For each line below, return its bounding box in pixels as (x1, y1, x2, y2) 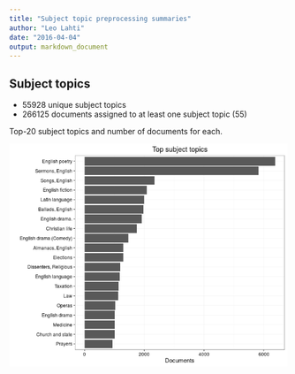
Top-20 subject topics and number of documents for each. (9, 126, 223, 137)
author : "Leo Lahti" (9, 23, 86, 33)
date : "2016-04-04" (9, 33, 81, 42)
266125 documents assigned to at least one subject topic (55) (21, 109, 247, 119)
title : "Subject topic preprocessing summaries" (9, 14, 192, 23)
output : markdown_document (9, 42, 109, 51)
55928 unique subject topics (21, 100, 126, 111)
